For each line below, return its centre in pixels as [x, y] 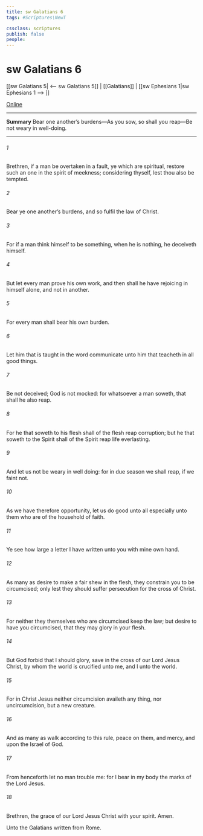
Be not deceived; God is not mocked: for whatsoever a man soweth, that [96, 394]
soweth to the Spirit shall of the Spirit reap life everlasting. [78, 439]
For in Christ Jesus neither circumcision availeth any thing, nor [84, 699]
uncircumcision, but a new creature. [51, 706]
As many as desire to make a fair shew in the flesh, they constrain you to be [100, 582]
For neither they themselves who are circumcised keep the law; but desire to [101, 621]
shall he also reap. [29, 400]
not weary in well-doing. [37, 128]
